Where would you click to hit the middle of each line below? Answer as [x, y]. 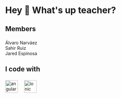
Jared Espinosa [21, 53]
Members [21, 29]
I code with [23, 69]
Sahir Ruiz [16, 48]
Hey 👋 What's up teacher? [61, 10]
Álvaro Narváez [21, 43]
